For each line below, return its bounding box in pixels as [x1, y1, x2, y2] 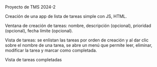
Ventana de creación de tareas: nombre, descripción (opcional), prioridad [5, 23, 151, 28]
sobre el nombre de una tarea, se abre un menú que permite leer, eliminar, [5, 42, 153, 48]
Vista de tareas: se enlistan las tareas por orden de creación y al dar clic [5, 37, 149, 43]
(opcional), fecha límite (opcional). [5, 28, 73, 33]
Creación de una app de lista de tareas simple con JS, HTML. [5, 13, 127, 19]
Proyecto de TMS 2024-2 [5, 4, 56, 10]
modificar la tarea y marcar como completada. [5, 48, 98, 53]
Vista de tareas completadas [5, 57, 62, 62]
